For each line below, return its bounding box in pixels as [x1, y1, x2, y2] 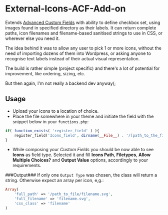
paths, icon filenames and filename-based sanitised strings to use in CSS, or [5, 30, 163, 36]
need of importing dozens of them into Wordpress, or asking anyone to [5, 50, 151, 56]
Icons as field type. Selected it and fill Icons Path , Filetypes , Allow [12, 152, 151, 158]
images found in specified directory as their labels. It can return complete [5, 24, 156, 30]
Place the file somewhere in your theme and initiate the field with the [12, 113, 154, 119]
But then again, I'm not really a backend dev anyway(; [5, 80, 116, 86]
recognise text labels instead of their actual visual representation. [5, 55, 140, 61]
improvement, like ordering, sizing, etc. [5, 70, 85, 76]
